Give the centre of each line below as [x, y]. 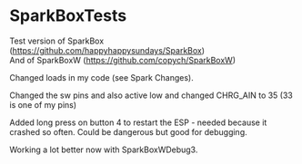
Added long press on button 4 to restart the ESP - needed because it [138, 122]
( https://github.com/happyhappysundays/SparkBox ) [107, 50]
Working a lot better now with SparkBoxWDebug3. [104, 150]
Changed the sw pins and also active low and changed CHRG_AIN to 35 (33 [151, 95]
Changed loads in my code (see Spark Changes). [101, 77]
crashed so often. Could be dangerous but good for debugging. [128, 131]
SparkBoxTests [68, 16]
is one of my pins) [43, 104]
